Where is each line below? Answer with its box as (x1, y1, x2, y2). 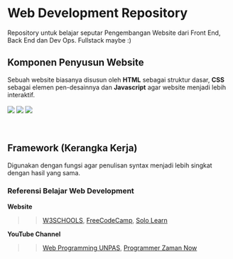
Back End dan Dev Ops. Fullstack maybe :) (7, 35, 131, 44)
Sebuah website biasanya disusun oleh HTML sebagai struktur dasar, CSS (7, 75, 225, 84)
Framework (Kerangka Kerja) (7, 142, 138, 154)
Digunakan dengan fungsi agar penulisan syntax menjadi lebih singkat (7, 161, 212, 170)
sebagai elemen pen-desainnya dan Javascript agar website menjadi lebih (7, 83, 227, 92)
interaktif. (7, 90, 36, 99)
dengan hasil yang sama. (7, 168, 80, 177)
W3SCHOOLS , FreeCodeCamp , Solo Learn (42, 216, 168, 224)
